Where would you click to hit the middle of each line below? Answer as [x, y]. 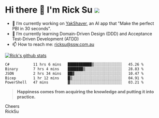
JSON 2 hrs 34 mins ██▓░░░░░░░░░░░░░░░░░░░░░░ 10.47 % [74, 73]
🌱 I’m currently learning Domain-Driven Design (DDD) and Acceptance [82, 34]
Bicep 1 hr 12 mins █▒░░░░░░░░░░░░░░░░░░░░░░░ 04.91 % [74, 78]
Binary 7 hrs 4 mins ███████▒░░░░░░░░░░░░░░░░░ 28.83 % [74, 69]
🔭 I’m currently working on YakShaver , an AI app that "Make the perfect [83, 23]
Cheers [12, 106]
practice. [26, 97]
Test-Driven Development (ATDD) [45, 39]
